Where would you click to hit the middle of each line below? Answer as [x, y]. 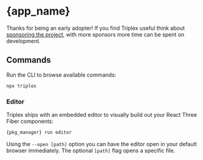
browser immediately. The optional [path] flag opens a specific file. [91, 150]
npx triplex [21, 86]
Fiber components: [30, 121]
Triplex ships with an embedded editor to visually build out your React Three [102, 114]
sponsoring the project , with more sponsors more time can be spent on [95, 34]
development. [23, 41]
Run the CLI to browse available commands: [61, 75]
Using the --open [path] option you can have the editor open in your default [102, 144]
